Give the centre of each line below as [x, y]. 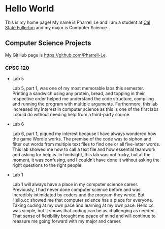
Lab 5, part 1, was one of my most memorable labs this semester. [78, 88]
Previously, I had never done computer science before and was [76, 190]
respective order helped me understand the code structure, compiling [83, 99]
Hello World [30, 9]
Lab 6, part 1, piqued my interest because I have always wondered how [84, 134]
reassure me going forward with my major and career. [67, 221]
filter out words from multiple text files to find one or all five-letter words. [86, 144]
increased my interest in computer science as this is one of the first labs [85, 109]
